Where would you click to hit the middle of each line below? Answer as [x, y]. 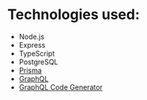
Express [32, 44]
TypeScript [37, 53]
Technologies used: [73, 15]
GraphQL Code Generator [61, 87]
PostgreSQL [38, 62]
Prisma [30, 70]
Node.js [32, 37]
